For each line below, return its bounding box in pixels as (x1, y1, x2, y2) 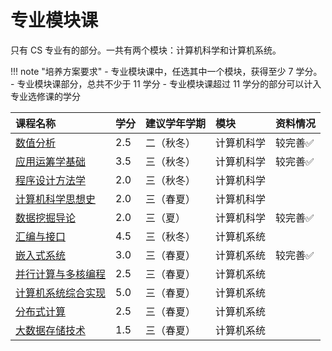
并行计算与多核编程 (15, 267, 107, 281)
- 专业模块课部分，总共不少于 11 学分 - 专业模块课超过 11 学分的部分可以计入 (10, 77, 322, 90)
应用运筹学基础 (15, 154, 87, 168)
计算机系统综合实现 (15, 286, 107, 300)
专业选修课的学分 (10, 90, 81, 102)
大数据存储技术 (15, 323, 87, 337)
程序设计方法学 (15, 173, 87, 187)
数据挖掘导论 (15, 211, 77, 225)
